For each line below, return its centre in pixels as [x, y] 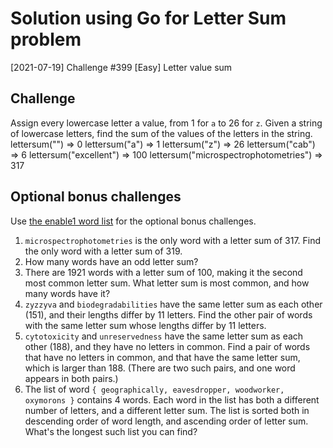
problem [46, 39]
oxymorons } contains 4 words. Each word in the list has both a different [172, 399]
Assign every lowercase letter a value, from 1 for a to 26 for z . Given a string [166, 123]
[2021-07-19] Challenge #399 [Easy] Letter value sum [121, 67]
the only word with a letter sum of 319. [103, 251]
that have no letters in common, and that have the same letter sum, [162, 357]
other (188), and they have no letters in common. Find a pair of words [167, 346]
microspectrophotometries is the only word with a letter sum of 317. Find [173, 240]
